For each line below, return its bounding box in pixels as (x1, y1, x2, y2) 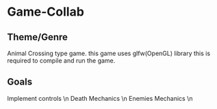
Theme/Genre (7, 31, 68, 43)
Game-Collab (7, 4, 84, 20)
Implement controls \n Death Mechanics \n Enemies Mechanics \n (7, 94, 193, 102)
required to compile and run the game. (7, 57, 116, 65)
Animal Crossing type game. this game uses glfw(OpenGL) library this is (7, 49, 211, 57)
